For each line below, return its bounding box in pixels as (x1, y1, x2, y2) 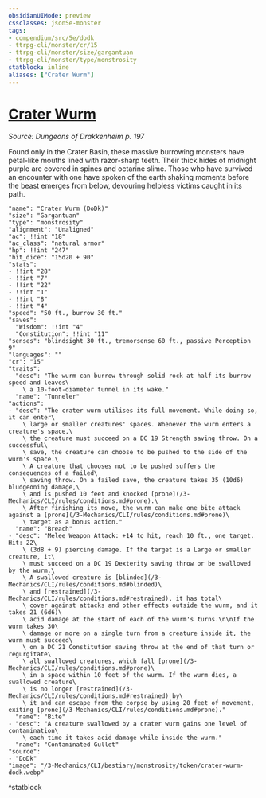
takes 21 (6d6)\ (8, 608, 62, 617)
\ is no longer (22, 685, 73, 693)
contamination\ (8, 726, 59, 734)
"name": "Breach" (15, 524, 73, 533)
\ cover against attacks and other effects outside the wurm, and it (22, 601, 259, 609)
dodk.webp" (8, 769, 45, 777)
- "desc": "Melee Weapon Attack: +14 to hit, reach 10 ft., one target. (8, 531, 255, 539)
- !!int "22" (8, 281, 52, 289)
